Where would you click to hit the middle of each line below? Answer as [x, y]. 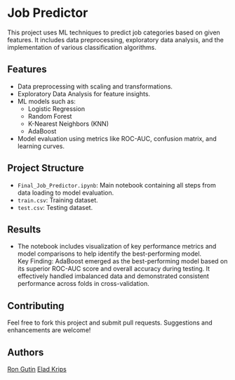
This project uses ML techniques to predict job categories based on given [114, 32]
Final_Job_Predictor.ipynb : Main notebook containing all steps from [116, 185]
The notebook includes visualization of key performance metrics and [117, 247]
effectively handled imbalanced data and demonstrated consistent [113, 276]
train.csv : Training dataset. [58, 200]
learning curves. [41, 146]
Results [24, 229]
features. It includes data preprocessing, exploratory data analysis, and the [116, 39]
